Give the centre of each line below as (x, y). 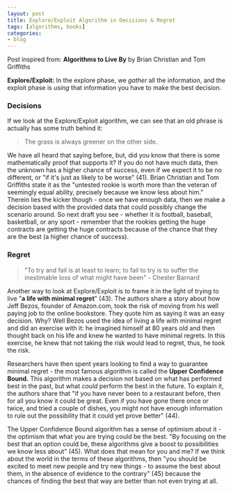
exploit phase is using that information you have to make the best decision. (114, 88)
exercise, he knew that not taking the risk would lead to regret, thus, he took (116, 343)
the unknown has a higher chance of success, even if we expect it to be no (115, 170)
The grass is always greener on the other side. (91, 142)
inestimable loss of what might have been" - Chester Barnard (112, 277)
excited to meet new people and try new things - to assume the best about (114, 466)
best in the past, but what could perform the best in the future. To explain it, (115, 386)
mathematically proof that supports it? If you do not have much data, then (112, 163)
